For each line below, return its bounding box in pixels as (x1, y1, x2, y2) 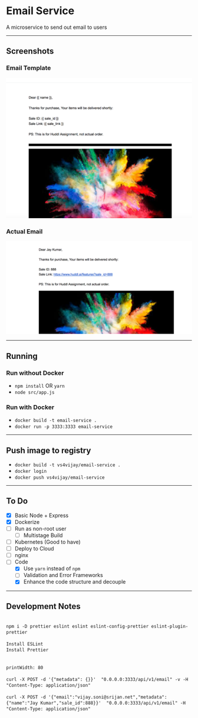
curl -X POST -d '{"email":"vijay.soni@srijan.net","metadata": (6, 694, 167, 700)
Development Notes (6, 601, 81, 611)
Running (6, 351, 38, 361)
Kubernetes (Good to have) (14, 538, 81, 546)
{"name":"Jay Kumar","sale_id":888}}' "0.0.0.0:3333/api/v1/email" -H (6, 700, 186, 706)
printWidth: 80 (6, 665, 44, 671)
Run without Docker (6, 368, 64, 377)
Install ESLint (6, 641, 44, 647)
